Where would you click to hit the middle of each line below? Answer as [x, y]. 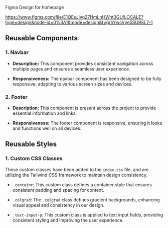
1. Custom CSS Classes [34, 159]
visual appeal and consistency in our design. [58, 205]
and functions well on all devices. [47, 128]
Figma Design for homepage [35, 7]
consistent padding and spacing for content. [58, 190]
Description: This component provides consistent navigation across [83, 63]
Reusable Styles [31, 144]
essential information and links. [45, 113]
